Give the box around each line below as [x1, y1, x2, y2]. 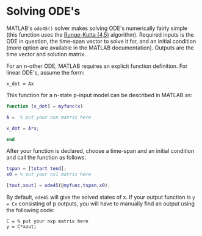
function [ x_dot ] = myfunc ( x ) [6, 103, 84, 109]
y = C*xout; [6, 224, 37, 230]
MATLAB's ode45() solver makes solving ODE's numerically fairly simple [6, 24, 188, 32]
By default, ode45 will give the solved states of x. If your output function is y [6, 194, 195, 201]
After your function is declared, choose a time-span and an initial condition [6, 147, 194, 155]
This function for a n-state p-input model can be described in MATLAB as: [6, 91, 193, 98]
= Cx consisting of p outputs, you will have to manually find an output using [6, 200, 195, 207]
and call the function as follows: [6, 154, 87, 161]
